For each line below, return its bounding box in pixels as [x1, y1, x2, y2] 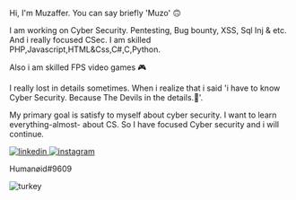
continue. [9, 129, 45, 139]
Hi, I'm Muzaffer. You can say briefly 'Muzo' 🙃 [9, 8, 182, 18]
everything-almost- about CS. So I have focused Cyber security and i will [9, 119, 280, 129]
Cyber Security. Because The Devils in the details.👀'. [9, 92, 204, 102]
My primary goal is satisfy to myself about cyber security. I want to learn [9, 109, 277, 120]
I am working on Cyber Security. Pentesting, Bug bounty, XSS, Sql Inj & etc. [9, 25, 287, 35]
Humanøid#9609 [9, 163, 73, 174]
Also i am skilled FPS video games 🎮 [9, 62, 147, 73]
